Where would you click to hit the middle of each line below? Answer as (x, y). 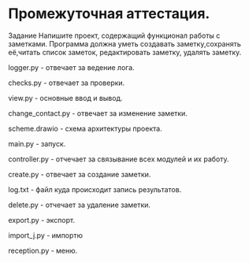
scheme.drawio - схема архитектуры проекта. (85, 128)
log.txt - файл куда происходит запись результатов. (95, 189)
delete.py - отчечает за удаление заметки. (80, 205)
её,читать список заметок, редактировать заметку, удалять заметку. (125, 52)
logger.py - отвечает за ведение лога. (72, 67)
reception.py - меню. (43, 250)
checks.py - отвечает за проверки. (67, 83)
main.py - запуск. (37, 143)
